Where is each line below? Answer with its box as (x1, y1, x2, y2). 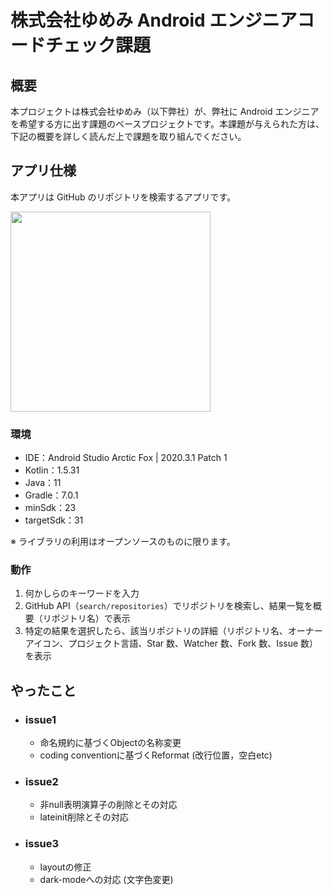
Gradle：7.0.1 (24, 489, 79, 501)
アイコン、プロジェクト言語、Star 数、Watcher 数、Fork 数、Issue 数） (24, 637, 319, 650)
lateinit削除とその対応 (39, 811, 129, 823)
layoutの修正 (39, 861, 92, 873)
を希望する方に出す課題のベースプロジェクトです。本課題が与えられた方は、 (10, 118, 325, 130)
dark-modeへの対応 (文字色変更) (39, 873, 174, 885)
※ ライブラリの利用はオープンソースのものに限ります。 (10, 536, 236, 548)
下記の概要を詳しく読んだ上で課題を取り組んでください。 (10, 131, 247, 142)
